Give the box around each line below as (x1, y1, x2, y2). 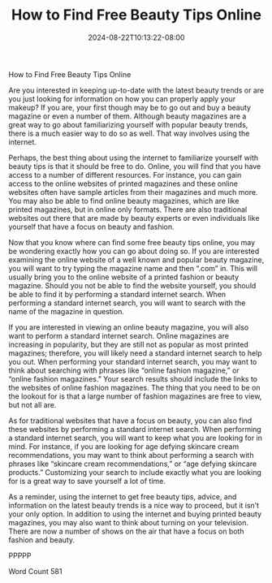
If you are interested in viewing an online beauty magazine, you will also (8, 322, 249, 332)
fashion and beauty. (8, 534, 76, 545)
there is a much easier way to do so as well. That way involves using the (8, 128, 250, 138)
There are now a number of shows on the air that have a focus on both (8, 526, 244, 536)
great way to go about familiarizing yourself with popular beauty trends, (8, 119, 248, 129)
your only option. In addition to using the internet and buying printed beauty (8, 509, 262, 519)
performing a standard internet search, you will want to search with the (8, 298, 246, 308)
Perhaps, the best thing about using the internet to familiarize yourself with (8, 153, 259, 162)
